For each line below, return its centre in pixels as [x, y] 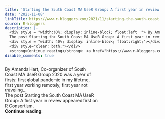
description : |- [22, 28]
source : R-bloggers [25, 23]
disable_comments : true [29, 55]
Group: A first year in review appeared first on [52, 101]
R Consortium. [20, 106]
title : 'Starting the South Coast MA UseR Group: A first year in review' [83, 10]
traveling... [16, 90]
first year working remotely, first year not [46, 85]
